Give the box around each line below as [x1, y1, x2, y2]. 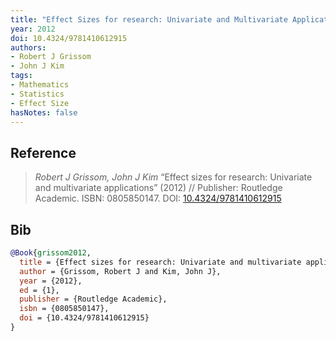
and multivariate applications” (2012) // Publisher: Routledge [34, 182, 283, 194]
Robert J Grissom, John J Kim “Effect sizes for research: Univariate [34, 171, 313, 183]
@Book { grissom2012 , [10, 248, 92, 258]
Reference [10, 144, 77, 161]
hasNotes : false [10, 107, 78, 118]
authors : [10, 42, 47, 53]
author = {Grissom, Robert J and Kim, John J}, [19, 266, 222, 276]
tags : [10, 71, 33, 81]
